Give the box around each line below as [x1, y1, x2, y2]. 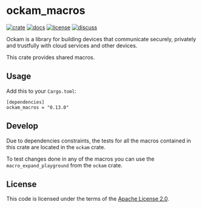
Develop [6, 121, 38, 131]
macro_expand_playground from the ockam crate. [6, 161, 123, 169]
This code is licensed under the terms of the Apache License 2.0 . [6, 195, 170, 203]
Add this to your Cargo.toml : [6, 87, 77, 95]
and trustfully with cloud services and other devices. [6, 42, 138, 49]
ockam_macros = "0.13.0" [6, 104, 69, 110]
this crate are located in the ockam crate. [6, 143, 106, 150]
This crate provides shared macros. [6, 53, 95, 61]
